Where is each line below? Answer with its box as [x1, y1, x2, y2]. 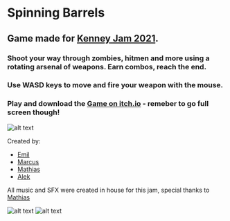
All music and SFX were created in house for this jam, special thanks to [7, 186, 210, 194]
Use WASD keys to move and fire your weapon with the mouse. [7, 80, 224, 90]
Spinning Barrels [7, 5, 105, 21]
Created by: [7, 136, 41, 145]
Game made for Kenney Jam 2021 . [7, 33, 159, 44]
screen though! [7, 107, 60, 117]
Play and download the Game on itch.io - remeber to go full [7, 99, 209, 109]
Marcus [17, 157, 39, 166]
